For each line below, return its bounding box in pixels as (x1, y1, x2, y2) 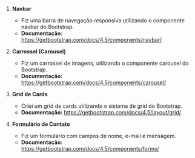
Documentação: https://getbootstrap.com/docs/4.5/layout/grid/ (21, 109, 182, 116)
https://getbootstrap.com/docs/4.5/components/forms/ (21, 145, 159, 152)
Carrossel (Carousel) (12, 48, 67, 55)
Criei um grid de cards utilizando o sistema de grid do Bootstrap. (21, 102, 183, 110)
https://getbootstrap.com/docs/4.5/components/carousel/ (21, 79, 167, 86)
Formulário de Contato (12, 120, 70, 128)
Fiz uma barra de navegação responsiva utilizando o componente (21, 17, 185, 24)
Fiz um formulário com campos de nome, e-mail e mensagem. (21, 133, 177, 139)
